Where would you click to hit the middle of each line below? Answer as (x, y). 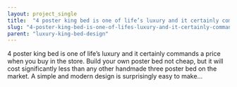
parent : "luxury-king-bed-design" (58, 34)
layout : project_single (42, 14)
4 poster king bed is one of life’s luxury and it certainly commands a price (114, 54)
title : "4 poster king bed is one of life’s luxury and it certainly (113, 21)
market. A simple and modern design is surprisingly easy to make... (105, 76)
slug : (15, 27)
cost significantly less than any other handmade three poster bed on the (112, 69)
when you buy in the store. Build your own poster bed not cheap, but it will (115, 62)
